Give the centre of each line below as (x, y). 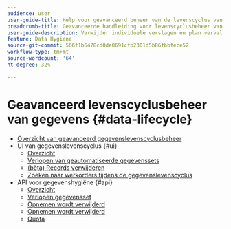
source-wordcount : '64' (41, 58)
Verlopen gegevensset (59, 197)
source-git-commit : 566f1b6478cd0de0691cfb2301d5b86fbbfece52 (98, 45)
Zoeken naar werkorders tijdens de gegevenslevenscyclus (110, 175)
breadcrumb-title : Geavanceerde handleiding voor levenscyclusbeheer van (115, 26)
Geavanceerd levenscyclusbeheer (107, 105)
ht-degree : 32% (29, 65)
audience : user (29, 13)
